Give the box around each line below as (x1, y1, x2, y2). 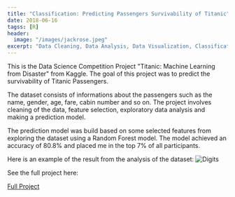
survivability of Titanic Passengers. (7, 77, 108, 85)
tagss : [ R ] (7, 23, 39, 30)
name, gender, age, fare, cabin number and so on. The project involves (7, 98, 212, 106)
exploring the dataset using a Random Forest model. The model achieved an (7, 134, 227, 142)
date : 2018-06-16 (7, 17, 58, 24)
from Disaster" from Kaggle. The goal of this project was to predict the (7, 69, 211, 78)
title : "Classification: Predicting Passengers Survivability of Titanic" (7, 10, 230, 18)
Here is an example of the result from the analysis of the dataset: (7, 155, 194, 163)
